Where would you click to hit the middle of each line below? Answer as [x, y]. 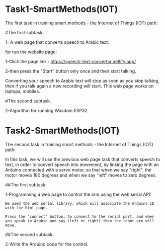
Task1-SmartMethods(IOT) [62, 9]
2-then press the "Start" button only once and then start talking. [71, 71]
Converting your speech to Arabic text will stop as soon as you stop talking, [82, 81]
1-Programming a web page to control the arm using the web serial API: [78, 194]
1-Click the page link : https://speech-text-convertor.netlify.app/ [71, 61]
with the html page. [27, 208]
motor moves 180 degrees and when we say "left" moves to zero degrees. [81, 175]
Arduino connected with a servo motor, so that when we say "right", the [78, 169]
